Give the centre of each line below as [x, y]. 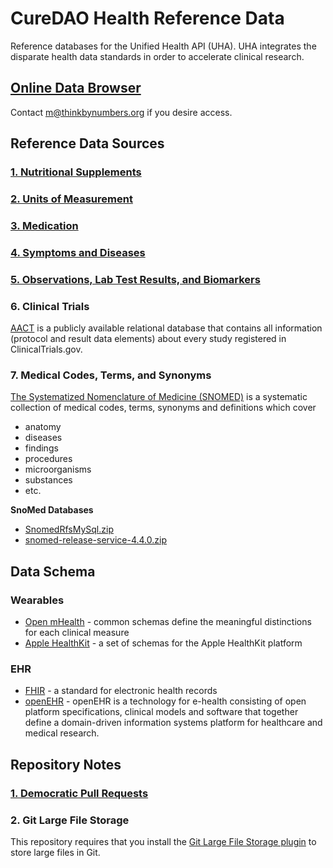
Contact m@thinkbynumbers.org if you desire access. [121, 112]
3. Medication [44, 225]
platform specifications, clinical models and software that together [161, 712]
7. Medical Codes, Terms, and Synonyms [111, 375]
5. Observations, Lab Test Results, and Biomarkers [135, 279]
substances [48, 480]
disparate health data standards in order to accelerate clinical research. [157, 56]
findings [41, 448]
